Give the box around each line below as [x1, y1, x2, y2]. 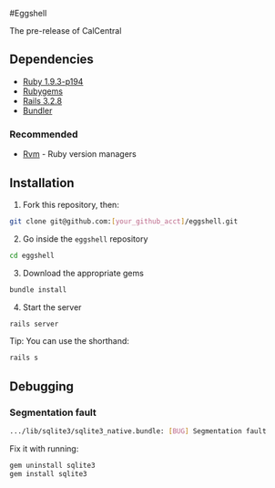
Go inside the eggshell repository [22, 233, 148, 244]
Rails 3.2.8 [22, 95, 62, 106]
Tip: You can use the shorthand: [9, 336, 130, 347]
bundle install [9, 285, 67, 295]
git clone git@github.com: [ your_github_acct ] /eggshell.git [9, 216, 239, 226]
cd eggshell [9, 251, 55, 260]
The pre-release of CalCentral [9, 26, 122, 36]
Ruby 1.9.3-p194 [22, 76, 84, 87]
